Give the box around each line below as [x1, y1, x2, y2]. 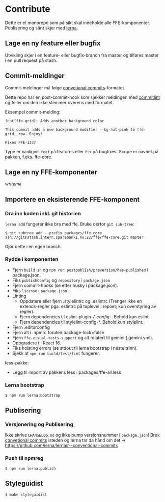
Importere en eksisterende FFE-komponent [5, 195, 140, 203]
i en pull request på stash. [5, 57, 57, 63]
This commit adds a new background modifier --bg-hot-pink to [5, 127, 135, 132]
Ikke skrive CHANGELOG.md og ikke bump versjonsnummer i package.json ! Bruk [5, 432, 160, 438]
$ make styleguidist [5, 492, 48, 497]
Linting [12, 293, 27, 299]
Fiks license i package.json [12, 288, 67, 294]
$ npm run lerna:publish [5, 466, 56, 471]
